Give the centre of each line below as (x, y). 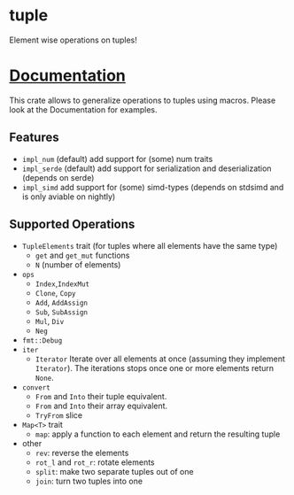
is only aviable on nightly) (69, 197)
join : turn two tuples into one (89, 481)
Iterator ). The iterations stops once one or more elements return (155, 367)
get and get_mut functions (82, 255)
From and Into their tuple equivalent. (101, 396)
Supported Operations (72, 224)
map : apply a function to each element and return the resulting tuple (158, 434)
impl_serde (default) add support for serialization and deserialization (147, 168)
